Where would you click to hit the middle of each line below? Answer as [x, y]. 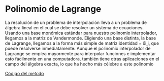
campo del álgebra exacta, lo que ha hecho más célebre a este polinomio [79, 64]
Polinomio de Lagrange [53, 9]
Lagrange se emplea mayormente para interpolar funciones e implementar [81, 53]
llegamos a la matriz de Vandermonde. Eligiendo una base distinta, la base [81, 38]
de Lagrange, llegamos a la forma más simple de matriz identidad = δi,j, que [82, 43]
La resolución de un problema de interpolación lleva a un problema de [76, 22]
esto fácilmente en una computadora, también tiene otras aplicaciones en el [82, 59]
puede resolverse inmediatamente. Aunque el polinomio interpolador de [78, 48]
